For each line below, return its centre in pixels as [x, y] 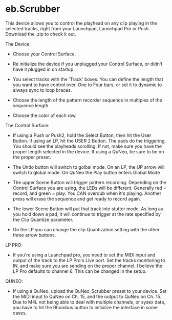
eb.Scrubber [33, 9]
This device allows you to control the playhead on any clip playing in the [81, 23]
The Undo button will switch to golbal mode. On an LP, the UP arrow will [89, 167]
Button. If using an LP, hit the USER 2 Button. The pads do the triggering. [89, 141]
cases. [20, 313]
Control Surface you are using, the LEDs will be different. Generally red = [90, 188]
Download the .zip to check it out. [41, 34]
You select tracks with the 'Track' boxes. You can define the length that [88, 79]
